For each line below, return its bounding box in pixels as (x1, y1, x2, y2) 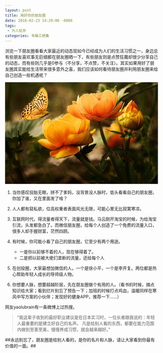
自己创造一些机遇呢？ (5, 72, 48, 78)
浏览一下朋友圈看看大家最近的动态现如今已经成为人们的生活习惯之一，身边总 (5, 48, 158, 53)
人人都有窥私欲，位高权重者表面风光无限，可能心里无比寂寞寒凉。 (12, 205, 144, 211)
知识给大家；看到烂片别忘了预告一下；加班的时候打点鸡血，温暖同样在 (12, 287, 153, 293)
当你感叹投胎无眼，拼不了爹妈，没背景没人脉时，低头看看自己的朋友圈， (12, 189, 157, 195)
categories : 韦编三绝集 (5, 34, 49, 38)
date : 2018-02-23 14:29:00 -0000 (5, 18, 73, 23)
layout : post (5, 8, 32, 13)
